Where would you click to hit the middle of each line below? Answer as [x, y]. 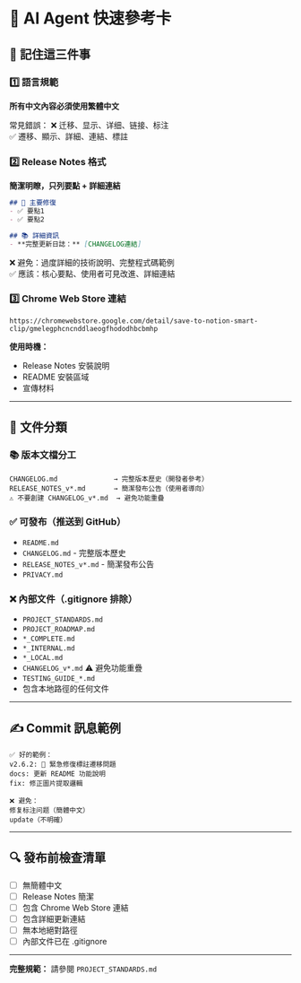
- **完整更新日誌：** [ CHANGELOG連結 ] [75, 244]
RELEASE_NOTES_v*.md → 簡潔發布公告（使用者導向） [109, 488]
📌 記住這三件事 [50, 54]
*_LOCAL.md [43, 658]
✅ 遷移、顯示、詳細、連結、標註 [69, 136]
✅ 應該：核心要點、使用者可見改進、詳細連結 [92, 274]
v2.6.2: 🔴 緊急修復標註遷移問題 [63, 764]
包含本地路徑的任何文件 [65, 689]
